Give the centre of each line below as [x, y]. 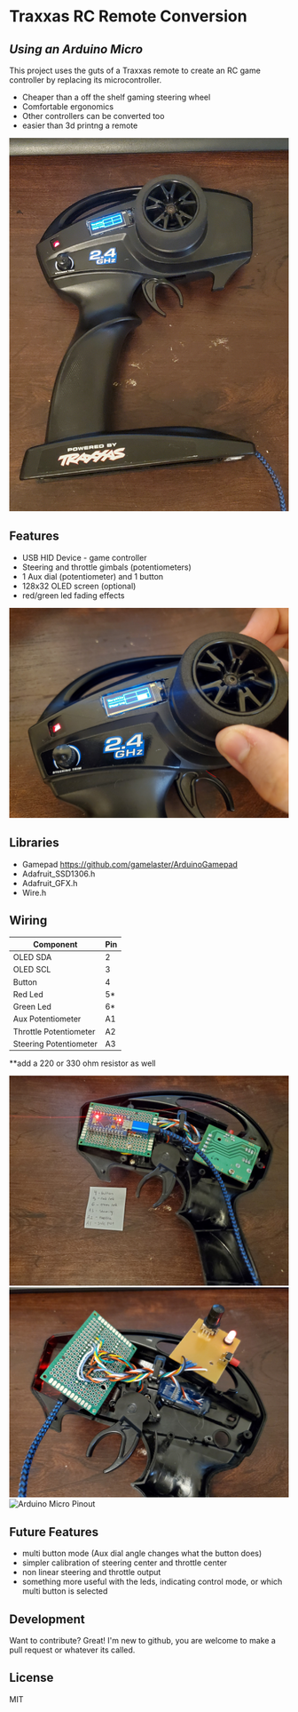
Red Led [28, 994]
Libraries [34, 843]
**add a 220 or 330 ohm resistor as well [82, 1063]
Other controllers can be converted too [93, 116]
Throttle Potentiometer [54, 1031]
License [31, 1678]
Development [47, 1619]
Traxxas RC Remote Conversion [128, 16]
